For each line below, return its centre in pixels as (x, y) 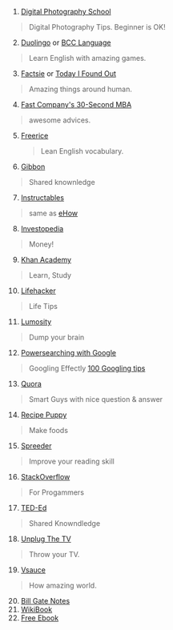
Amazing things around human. (80, 89)
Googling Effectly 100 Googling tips (87, 368)
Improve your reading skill (71, 461)
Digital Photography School (66, 12)
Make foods (48, 430)
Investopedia (42, 229)
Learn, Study (50, 275)
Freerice (34, 136)
